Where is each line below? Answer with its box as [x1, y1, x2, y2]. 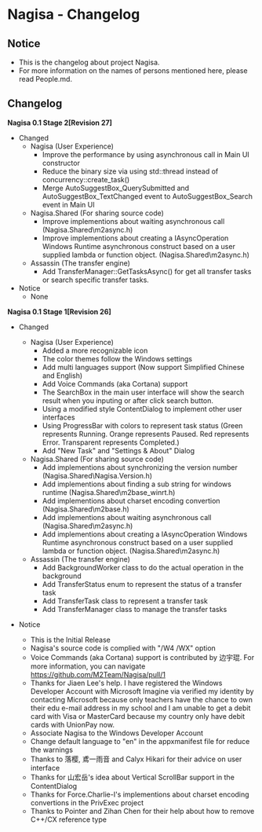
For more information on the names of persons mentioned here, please [18, 66, 248, 75]
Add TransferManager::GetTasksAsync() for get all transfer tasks [42, 266, 252, 276]
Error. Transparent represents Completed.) [42, 438, 180, 447]
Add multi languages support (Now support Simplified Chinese [42, 362, 245, 372]
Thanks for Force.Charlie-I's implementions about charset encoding [30, 790, 249, 799]
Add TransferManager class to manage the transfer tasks [42, 604, 227, 614]
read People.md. [18, 75, 72, 83]
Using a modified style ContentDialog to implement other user [42, 404, 242, 413]
